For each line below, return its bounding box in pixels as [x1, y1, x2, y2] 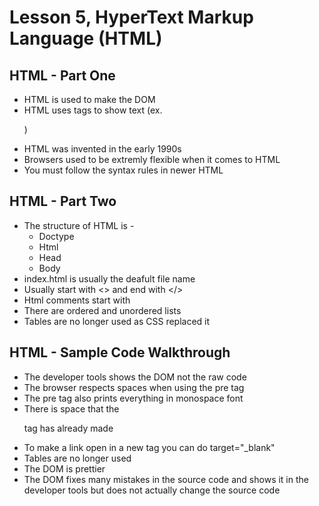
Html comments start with [23, 294, 131, 306]
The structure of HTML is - [23, 219, 135, 231]
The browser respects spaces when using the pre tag [23, 381, 245, 393]
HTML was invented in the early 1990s [23, 143, 182, 155]
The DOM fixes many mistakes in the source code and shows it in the [23, 473, 309, 485]
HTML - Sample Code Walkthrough [9, 344, 231, 361]
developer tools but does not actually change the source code [23, 484, 281, 496]
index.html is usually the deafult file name [23, 272, 196, 285]
